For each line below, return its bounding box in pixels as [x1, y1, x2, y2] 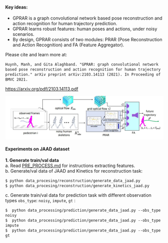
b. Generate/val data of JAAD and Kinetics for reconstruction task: [5, 168, 143, 174]
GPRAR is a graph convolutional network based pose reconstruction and [12, 15, 162, 21]
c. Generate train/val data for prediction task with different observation [5, 192, 152, 198]
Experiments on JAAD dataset [5, 146, 70, 152]
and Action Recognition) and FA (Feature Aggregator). [12, 42, 124, 48]
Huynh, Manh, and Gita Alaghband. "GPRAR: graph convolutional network [5, 62, 158, 67]
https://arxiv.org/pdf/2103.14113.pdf [5, 86, 78, 92]
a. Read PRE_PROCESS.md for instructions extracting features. [5, 163, 135, 169]
